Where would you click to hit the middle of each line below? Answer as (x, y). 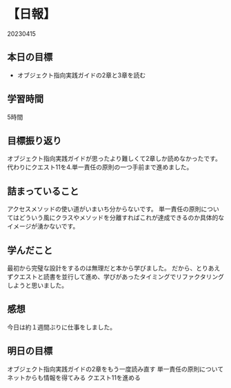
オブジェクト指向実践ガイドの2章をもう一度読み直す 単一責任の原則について (115, 369)
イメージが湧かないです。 (43, 226)
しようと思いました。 (37, 285)
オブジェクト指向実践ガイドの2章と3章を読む (81, 75)
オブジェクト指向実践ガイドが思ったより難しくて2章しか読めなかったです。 (114, 159)
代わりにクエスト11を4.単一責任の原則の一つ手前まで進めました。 (100, 167)
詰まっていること (43, 191)
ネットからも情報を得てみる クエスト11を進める (74, 378)
